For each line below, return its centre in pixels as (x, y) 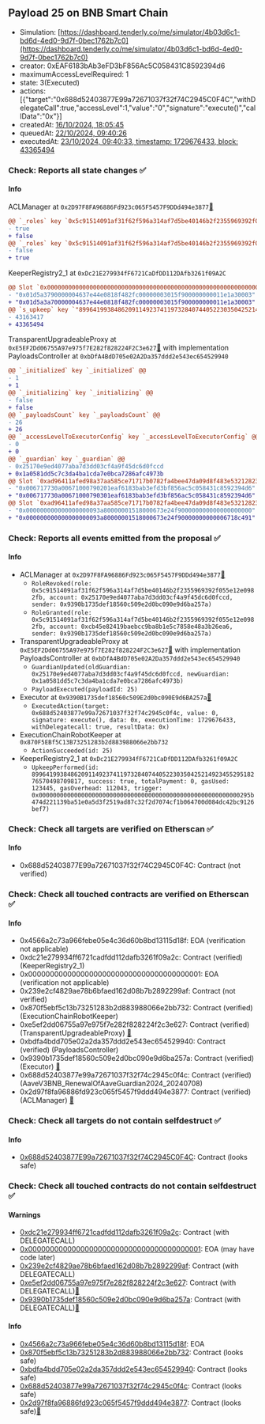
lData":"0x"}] (41, 116)
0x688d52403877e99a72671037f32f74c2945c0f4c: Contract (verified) (136, 1075)
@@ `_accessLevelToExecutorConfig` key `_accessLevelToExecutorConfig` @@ (134, 437)
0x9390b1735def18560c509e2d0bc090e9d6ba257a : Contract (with (130, 1300)
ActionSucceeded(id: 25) (72, 751)
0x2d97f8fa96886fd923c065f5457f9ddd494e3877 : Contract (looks (131, 1403)
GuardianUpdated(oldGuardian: (81, 667)
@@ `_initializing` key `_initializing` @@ (81, 393)
